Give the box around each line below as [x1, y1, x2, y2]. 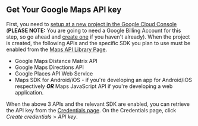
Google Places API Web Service [14, 70, 93, 77]
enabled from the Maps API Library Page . [6, 46, 108, 53]
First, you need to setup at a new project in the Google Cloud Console [6, 20, 177, 27]
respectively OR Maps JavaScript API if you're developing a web [14, 83, 173, 90]
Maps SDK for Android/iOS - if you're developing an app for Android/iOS [14, 76, 192, 83]
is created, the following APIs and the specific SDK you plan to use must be [6, 39, 191, 46]
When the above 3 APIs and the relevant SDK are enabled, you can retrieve [6, 100, 190, 108]
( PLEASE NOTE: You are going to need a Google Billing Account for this [6, 27, 181, 34]
